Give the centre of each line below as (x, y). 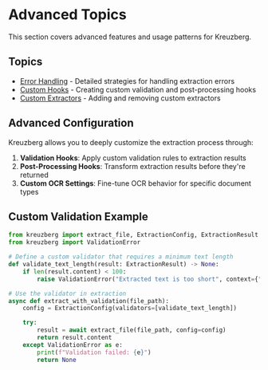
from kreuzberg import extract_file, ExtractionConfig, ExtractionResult (134, 235)
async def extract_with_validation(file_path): (89, 301)
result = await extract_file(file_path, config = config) (132, 330)
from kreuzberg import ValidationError (75, 242)
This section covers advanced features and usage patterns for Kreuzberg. (130, 37)
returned (34, 175)
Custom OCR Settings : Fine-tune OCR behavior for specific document (135, 183)
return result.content (75, 337)
